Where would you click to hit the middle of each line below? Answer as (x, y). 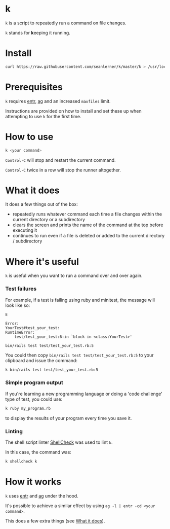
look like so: (18, 305)
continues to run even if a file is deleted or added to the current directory (89, 236)
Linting (14, 431)
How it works (33, 482)
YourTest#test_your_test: (32, 328)
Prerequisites (34, 87)
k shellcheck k (21, 462)
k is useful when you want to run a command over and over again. (74, 276)
